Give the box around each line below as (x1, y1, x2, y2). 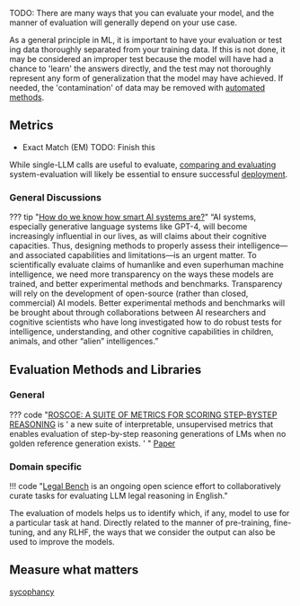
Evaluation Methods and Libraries (9, 361, 202, 377)
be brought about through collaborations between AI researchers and (9, 307, 267, 318)
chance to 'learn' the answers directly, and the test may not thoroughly (9, 63, 271, 74)
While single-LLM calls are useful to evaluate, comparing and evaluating (9, 159, 277, 170)
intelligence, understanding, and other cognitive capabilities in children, (9, 326, 274, 337)
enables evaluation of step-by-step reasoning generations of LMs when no (9, 428, 287, 439)
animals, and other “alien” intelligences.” (9, 336, 159, 347)
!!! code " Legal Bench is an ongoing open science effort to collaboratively (9, 481, 281, 492)
